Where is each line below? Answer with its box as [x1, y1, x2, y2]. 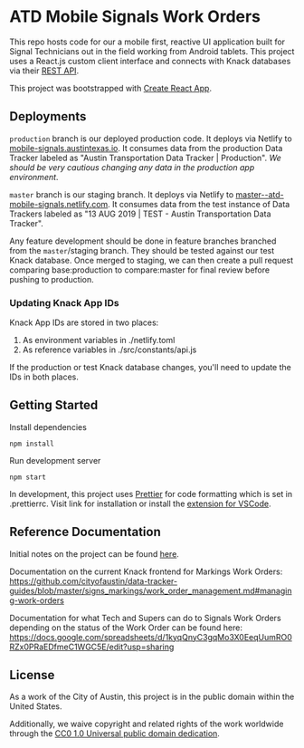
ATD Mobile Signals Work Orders [9, 6, 261, 27]
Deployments [9, 109, 87, 124]
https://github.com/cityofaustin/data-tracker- [9, 575, 178, 586]
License [9, 667, 55, 683]
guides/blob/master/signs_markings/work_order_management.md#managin [9, 585, 292, 596]
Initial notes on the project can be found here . [9, 548, 179, 559]
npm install [9, 439, 54, 448]
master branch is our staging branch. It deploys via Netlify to [9, 188, 234, 200]
